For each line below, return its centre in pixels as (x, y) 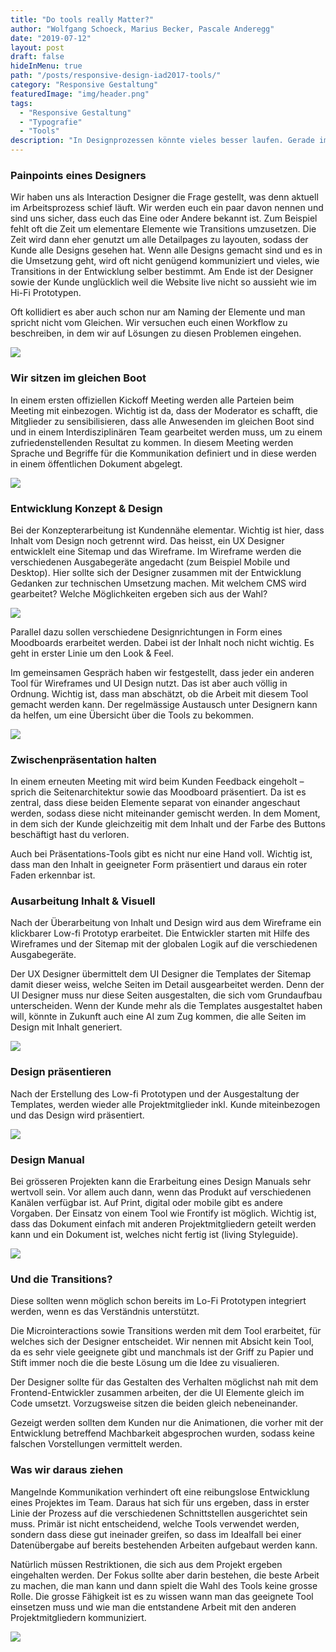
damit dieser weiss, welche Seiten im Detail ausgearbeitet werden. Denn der (167, 985)
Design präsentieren (61, 1072)
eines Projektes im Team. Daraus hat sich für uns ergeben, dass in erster (160, 1502)
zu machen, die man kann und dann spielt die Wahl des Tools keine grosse (164, 1585)
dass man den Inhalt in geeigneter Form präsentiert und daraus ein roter (159, 865)
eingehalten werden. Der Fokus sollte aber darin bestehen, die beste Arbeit (165, 1575)
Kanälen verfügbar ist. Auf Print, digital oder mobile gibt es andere (147, 1203)
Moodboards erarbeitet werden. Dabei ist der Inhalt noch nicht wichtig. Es (162, 642)
